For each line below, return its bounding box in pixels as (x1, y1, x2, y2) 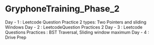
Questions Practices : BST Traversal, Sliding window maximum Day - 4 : (5, 29, 150, 35)
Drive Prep (5, 34, 27, 40)
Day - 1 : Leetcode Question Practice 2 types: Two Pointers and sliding (5, 19, 147, 25)
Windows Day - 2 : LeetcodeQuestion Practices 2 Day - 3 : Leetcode (5, 24, 143, 30)
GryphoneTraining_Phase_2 (5, 3, 120, 14)
